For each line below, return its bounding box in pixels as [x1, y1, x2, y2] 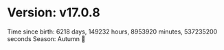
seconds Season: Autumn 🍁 [7, 34, 86, 42]
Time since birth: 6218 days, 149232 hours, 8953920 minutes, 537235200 [7, 27, 218, 36]
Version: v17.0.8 [7, 5, 101, 21]
